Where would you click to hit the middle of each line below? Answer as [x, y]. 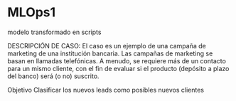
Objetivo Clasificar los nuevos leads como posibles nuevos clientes [106, 90]
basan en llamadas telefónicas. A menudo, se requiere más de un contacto [117, 60]
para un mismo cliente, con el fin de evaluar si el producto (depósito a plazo [118, 68]
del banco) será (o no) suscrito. [53, 76]
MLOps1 [32, 12]
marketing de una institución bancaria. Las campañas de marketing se [110, 53]
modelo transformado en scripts [54, 32]
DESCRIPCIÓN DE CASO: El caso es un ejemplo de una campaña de [107, 46]
